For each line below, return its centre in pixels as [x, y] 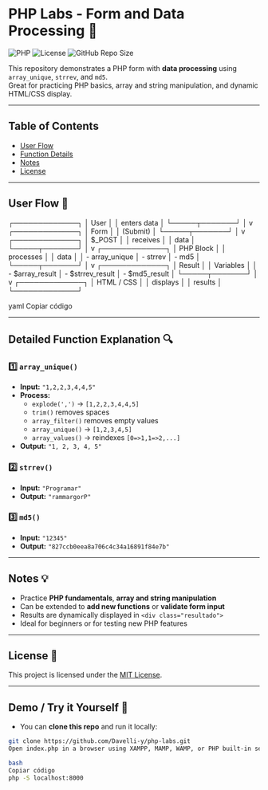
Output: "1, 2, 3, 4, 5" [61, 446]
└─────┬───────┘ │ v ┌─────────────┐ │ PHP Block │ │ [117, 248]
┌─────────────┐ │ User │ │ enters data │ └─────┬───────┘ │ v [131, 222]
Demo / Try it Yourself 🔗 [69, 707]
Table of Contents [54, 126]
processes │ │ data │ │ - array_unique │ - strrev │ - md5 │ [104, 257]
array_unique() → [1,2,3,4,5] [82, 429]
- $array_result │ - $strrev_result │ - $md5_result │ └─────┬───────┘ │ [133, 273]
